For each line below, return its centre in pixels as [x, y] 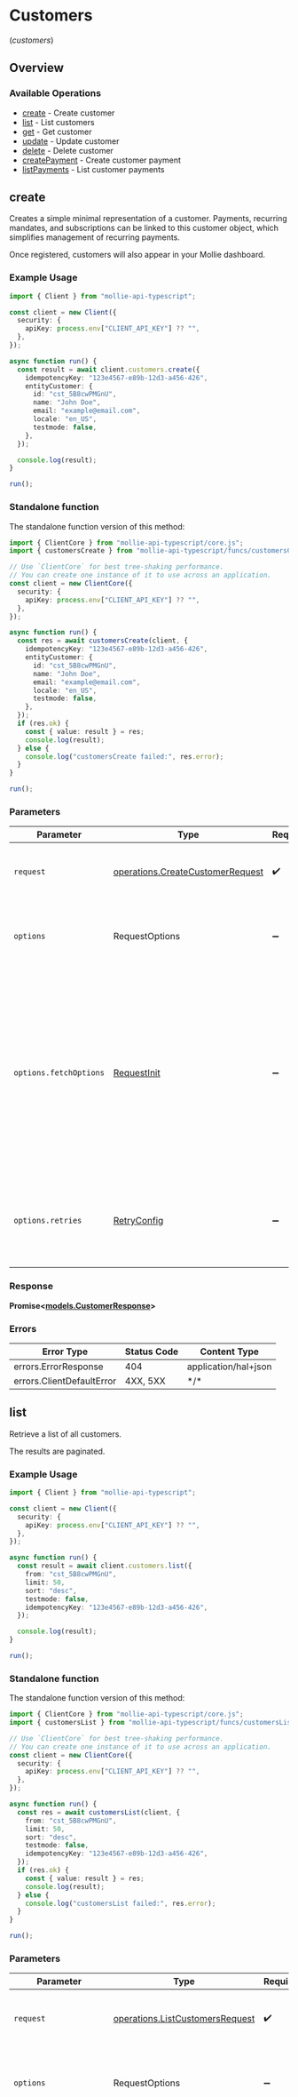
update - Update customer [71, 141]
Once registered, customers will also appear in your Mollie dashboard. [137, 255]
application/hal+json [229, 1367]
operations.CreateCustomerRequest [188, 872]
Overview [37, 68]
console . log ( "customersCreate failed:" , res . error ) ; [125, 756]
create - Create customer [68, 113]
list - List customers [58, 122]
